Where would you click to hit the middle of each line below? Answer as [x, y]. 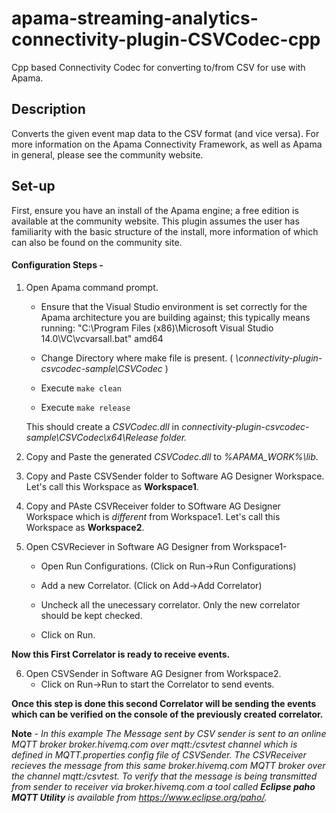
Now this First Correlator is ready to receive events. [121, 654]
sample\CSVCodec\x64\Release [92, 437]
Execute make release [85, 407]
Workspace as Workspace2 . [85, 527]
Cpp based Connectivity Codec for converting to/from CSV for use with [158, 67]
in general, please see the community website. [107, 154]
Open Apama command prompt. [92, 287]
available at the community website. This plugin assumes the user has [155, 221]
